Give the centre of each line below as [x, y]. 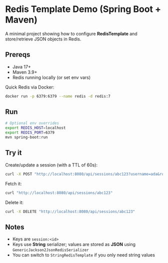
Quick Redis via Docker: [30, 87]
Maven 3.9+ [25, 72]
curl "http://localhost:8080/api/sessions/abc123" [59, 193]
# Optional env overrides [32, 123]
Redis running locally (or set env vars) [51, 77]
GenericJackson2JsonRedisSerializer [50, 250]
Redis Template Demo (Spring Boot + [83, 9]
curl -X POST [19, 174]
